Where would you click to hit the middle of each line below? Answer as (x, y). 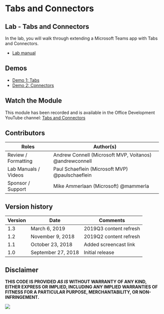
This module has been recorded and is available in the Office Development (80, 112)
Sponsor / (19, 183)
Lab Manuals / (24, 169)
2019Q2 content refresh (112, 237)
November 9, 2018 (53, 237)
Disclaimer (22, 270)
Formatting (20, 161)
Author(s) (105, 147)
